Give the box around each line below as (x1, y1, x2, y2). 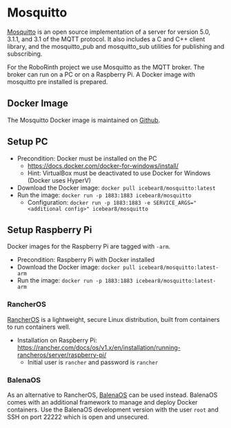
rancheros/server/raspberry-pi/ (17, 350, 107, 359)
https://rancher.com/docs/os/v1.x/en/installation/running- (17, 343, 181, 351)
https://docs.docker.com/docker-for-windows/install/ (27, 161, 179, 170)
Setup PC (7, 136, 48, 147)
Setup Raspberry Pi (7, 224, 92, 236)
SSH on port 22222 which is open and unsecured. (7, 412, 150, 421)
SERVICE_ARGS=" (152, 199, 197, 206)
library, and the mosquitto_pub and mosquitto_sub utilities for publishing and (7, 42, 225, 50)
